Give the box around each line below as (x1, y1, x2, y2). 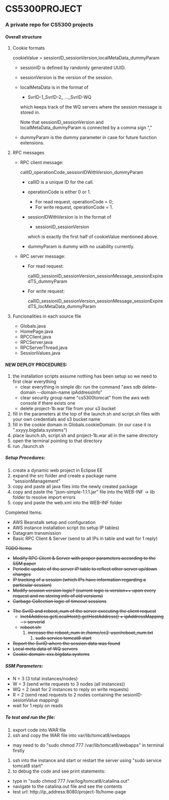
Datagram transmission (12, 530, 62, 536)
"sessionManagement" (12, 478, 61, 484)
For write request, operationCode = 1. (35, 204, 113, 211)
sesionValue (12, 697, 38, 703)
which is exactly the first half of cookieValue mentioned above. (27, 234, 158, 240)
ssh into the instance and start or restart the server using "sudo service (12, 757, 162, 763)
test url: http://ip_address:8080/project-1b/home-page (12, 789, 126, 795)
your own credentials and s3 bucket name (12, 416, 100, 422)
